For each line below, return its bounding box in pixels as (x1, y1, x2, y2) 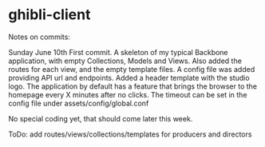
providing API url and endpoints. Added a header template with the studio (8, 73, 250, 82)
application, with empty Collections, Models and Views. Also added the (8, 56, 242, 66)
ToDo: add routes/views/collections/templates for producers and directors (8, 129, 252, 139)
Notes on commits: (8, 32, 70, 42)
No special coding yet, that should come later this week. (8, 113, 193, 123)
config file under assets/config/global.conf (8, 98, 149, 108)
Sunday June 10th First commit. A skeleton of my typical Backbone (8, 47, 229, 57)
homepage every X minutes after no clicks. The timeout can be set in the (8, 89, 247, 99)
